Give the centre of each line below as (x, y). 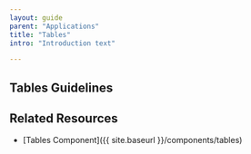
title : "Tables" (40, 34)
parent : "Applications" (55, 26)
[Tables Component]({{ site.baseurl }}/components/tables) (132, 140)
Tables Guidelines (61, 87)
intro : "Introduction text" (63, 43)
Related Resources (64, 119)
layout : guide (36, 18)
